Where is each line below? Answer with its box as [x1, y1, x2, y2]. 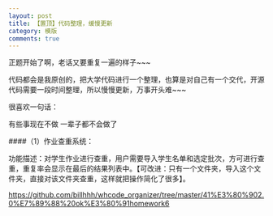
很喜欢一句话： [8, 102, 58, 112]
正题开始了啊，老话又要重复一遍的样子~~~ [8, 57, 151, 67]
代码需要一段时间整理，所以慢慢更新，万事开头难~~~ [8, 85, 187, 95]
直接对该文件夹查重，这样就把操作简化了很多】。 [29, 174, 190, 184]
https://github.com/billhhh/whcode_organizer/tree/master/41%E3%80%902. [8, 190, 265, 200]
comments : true [8, 34, 60, 43]
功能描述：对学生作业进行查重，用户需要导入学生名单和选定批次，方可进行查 [8, 154, 265, 163]
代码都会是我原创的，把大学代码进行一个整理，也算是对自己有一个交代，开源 [8, 74, 265, 85]
